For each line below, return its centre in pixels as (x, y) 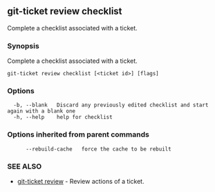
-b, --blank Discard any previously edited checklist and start (111, 105)
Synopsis (23, 46)
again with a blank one (41, 111)
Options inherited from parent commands (78, 135)
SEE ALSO (25, 166)
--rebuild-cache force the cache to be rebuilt (98, 149)
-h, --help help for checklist (63, 117)
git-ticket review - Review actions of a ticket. (81, 181)
